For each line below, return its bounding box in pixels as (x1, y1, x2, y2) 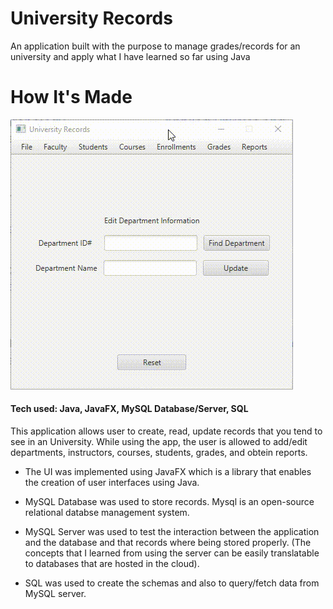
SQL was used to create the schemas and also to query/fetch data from (24, 577, 320, 589)
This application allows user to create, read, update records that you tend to (10, 425, 323, 437)
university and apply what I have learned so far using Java (10, 50, 251, 62)
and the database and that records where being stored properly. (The (24, 537, 312, 549)
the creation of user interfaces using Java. (24, 477, 200, 489)
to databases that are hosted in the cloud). (24, 558, 200, 570)
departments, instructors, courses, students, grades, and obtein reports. (10, 447, 308, 459)
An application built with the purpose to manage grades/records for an (10, 40, 301, 52)
